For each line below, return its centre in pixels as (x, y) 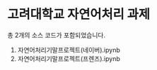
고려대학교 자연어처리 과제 (79, 14)
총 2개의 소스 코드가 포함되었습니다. (57, 35)
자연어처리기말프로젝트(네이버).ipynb (69, 50)
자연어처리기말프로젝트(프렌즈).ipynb (69, 58)
